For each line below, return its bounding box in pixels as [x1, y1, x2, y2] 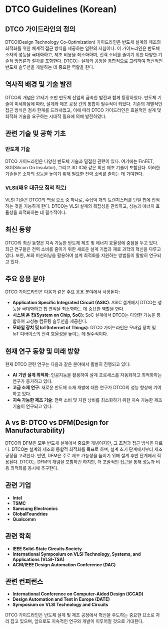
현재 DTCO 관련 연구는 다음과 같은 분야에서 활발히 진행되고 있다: [5, 361, 131, 367]
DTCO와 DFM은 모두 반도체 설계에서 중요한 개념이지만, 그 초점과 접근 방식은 [5, 440, 154, 446]
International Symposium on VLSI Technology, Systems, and [12, 551, 141, 557]
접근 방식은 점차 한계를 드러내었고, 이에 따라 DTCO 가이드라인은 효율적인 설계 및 [5, 107, 161, 113]
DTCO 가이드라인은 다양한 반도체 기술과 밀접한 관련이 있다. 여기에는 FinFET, [5, 158, 154, 164]
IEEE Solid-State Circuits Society [12, 546, 82, 552]
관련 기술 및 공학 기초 [5, 130, 66, 138]
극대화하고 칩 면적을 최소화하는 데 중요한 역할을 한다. [21, 306, 125, 312]
